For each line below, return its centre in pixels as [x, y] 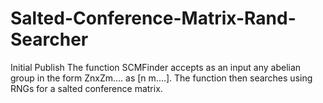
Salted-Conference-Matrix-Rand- [153, 18]
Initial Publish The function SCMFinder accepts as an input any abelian [156, 67]
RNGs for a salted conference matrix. [86, 88]
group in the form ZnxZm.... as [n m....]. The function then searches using [161, 78]
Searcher [49, 39]
